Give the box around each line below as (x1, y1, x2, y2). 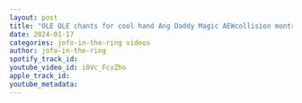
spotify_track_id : (9, 55, 78, 64)
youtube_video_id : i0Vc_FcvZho (9, 64, 127, 73)
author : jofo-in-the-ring (9, 47, 106, 56)
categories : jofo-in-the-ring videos (9, 38, 151, 47)
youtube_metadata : (9, 80, 78, 89)
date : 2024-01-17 (9, 30, 75, 39)
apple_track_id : (9, 72, 70, 81)
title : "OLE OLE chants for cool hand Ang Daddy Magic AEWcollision (9, 21, 271, 30)
